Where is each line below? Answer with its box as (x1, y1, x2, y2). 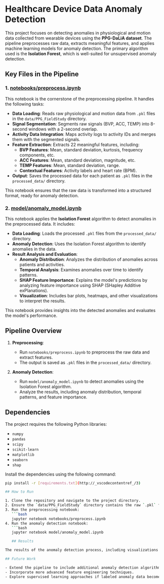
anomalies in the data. (12, 246, 57, 252)
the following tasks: (5, 101, 44, 107)
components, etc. (19, 152, 55, 158)
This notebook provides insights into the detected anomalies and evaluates (5, 307, 156, 313)
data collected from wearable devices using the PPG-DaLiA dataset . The (5, 35, 152, 41)
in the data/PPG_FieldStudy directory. (12, 116, 87, 122)
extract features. (19, 354, 53, 360)
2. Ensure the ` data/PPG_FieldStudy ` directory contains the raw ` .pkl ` (5, 503, 156, 508)
